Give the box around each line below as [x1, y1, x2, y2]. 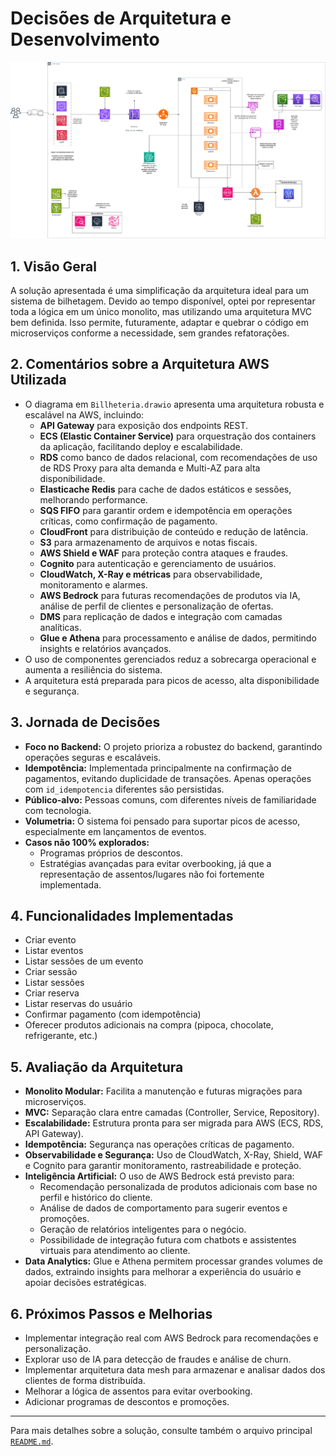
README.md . [10, 1435, 54, 1447]
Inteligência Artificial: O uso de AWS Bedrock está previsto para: [24, 1170, 295, 1182]
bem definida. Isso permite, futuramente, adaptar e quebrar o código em [10, 317, 309, 329]
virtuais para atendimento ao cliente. [39, 1245, 191, 1257]
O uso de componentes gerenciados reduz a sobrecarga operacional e [24, 653, 317, 665]
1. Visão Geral [10, 258, 97, 275]
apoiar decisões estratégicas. [24, 1277, 147, 1289]
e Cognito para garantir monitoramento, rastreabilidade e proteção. [24, 1160, 302, 1172]
